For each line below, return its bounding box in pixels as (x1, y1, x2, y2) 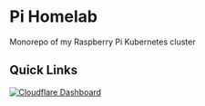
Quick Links (9, 63, 78, 78)
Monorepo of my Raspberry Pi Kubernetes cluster (9, 36, 196, 47)
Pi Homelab (9, 6, 98, 27)
